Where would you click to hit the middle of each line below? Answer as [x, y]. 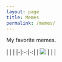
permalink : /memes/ [31, 23]
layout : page [23, 12]
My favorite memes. [31, 40]
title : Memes [23, 17]
